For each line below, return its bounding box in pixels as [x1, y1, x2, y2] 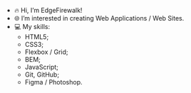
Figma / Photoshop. [24, 78, 83, 86]
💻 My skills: [14, 23, 51, 31]
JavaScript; [24, 63, 59, 71]
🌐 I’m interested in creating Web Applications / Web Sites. [14, 14, 185, 22]
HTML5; [24, 33, 49, 41]
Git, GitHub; [24, 70, 59, 79]
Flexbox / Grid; [24, 48, 68, 56]
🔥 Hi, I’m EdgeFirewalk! [14, 6, 83, 14]
